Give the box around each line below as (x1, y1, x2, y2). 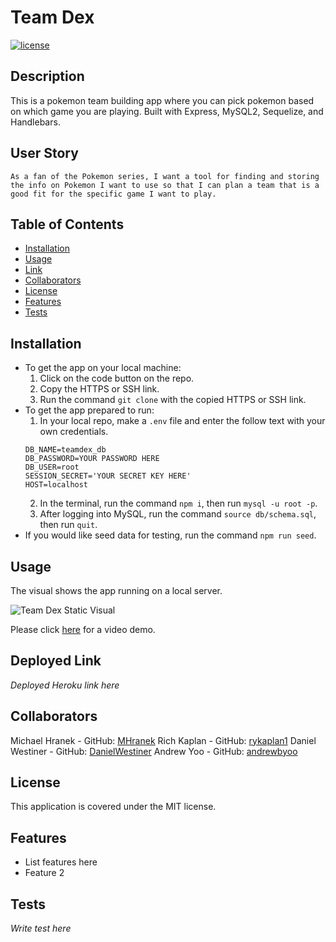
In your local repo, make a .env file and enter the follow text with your (39, 415, 326, 427)
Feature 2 (24, 867, 65, 879)
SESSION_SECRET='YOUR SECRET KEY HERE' (24, 471, 192, 481)
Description (10, 68, 85, 85)
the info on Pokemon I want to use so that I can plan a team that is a (10, 180, 320, 190)
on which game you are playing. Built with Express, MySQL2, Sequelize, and (10, 105, 324, 117)
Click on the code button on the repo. (39, 372, 195, 385)
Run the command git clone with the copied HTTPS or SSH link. (39, 394, 307, 406)
